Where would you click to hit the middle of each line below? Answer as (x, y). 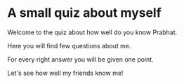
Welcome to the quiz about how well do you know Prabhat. (92, 32)
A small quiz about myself (84, 13)
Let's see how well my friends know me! (65, 73)
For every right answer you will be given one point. (80, 59)
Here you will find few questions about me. (69, 45)
